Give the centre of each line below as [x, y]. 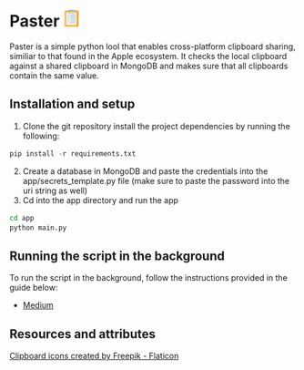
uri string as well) [55, 190]
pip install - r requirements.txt [73, 154]
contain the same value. [54, 75]
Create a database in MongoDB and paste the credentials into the [145, 171]
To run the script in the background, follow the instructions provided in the [149, 278]
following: [41, 136]
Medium [38, 305]
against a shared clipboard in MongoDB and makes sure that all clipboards [149, 66]
